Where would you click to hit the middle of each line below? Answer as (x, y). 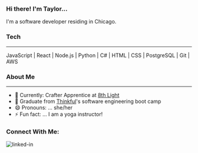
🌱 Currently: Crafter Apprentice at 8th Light (67, 95)
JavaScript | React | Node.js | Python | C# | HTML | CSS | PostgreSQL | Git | (98, 55)
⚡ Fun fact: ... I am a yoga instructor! (59, 114)
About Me (21, 76)
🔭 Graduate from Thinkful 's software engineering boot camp (88, 101)
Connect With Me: (33, 131)
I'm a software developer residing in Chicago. (61, 22)
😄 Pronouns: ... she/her (43, 107)
